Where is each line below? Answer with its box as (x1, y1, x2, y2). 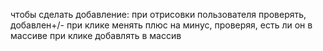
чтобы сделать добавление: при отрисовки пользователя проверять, (10, 9, 307, 20)
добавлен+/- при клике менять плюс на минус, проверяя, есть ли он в (10, 19, 313, 31)
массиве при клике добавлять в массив (10, 30, 182, 41)
